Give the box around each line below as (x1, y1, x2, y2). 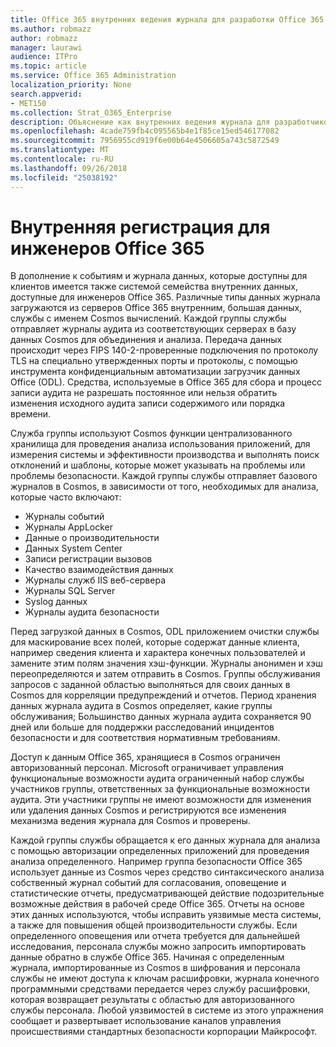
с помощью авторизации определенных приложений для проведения (10, 845, 310, 857)
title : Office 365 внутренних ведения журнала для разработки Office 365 (10, 14, 325, 25)
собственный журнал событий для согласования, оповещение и (10, 877, 287, 889)
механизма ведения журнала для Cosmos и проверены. (10, 815, 251, 827)
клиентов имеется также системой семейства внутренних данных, (10, 281, 298, 293)
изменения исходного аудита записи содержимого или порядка (10, 397, 286, 410)
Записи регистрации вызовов (24, 553, 153, 565)
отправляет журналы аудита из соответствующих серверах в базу (10, 323, 297, 335)
